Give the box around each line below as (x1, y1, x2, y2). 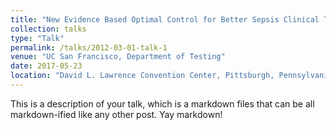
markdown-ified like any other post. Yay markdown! (10, 108, 223, 120)
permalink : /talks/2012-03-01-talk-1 (10, 42, 168, 53)
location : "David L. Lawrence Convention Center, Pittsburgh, (10, 71, 275, 81)
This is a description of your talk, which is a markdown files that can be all (10, 97, 315, 110)
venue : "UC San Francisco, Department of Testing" (10, 52, 226, 62)
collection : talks (10, 24, 87, 34)
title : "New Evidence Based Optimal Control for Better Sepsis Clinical (10, 14, 320, 25)
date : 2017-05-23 (10, 61, 83, 71)
